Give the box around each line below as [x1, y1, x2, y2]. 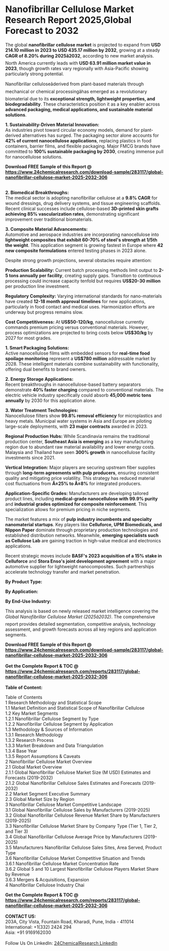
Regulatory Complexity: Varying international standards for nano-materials [5, 293, 162, 299]
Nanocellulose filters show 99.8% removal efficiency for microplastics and [5, 413, 162, 419]
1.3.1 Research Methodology [5, 731, 64, 738]
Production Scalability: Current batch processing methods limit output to [5, 267, 158, 273]
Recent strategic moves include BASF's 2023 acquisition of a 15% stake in [5, 553, 162, 559]
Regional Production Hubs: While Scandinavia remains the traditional [5, 433, 150, 439]
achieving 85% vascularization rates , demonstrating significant [5, 211, 140, 217]
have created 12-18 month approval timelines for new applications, [5, 298, 146, 304]
